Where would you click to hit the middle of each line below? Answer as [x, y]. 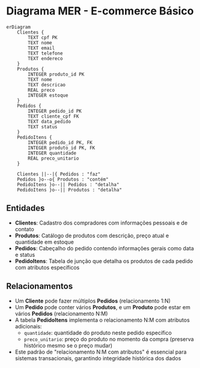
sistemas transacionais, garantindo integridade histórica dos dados [98, 358]
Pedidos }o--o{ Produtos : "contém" [63, 179]
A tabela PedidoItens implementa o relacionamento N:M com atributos [102, 320]
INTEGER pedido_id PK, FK [60, 142]
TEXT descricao [47, 85]
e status [25, 255]
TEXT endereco [45, 58]
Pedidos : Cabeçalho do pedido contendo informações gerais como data [104, 248]
